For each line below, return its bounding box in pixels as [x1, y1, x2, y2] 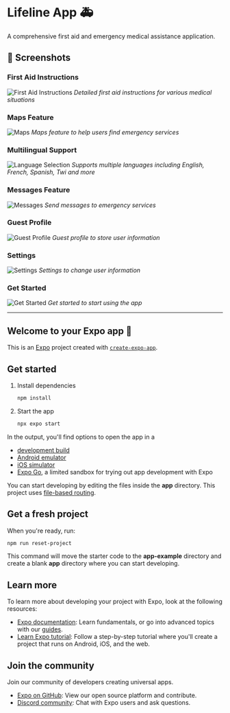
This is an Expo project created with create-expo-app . [7, 343, 158, 352]
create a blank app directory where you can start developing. [7, 559, 180, 568]
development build [16, 446, 70, 454]
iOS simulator [16, 460, 55, 469]
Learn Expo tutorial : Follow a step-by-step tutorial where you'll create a [16, 633, 218, 641]
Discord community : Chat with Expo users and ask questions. [16, 699, 191, 707]
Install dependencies [16, 381, 77, 390]
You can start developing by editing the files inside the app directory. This [7, 481, 216, 490]
